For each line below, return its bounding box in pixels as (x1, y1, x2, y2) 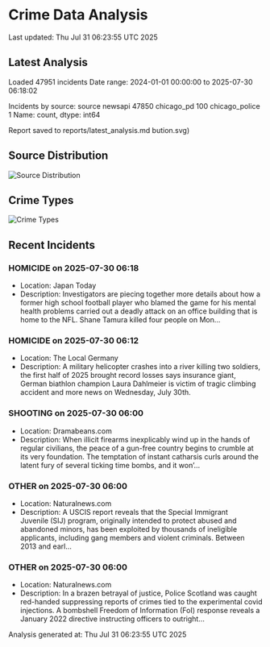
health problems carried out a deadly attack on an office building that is (19, 306, 258, 316)
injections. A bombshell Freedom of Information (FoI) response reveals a (19, 606, 260, 616)
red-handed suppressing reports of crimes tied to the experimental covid (19, 597, 264, 607)
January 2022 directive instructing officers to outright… (19, 614, 206, 624)
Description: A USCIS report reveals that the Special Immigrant (19, 507, 228, 516)
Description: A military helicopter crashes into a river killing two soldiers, (19, 362, 260, 371)
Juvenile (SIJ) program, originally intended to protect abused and (19, 516, 237, 525)
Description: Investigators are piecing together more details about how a (19, 289, 260, 299)
